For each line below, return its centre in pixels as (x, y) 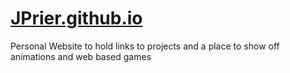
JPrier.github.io (76, 18)
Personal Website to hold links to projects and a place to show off (145, 46)
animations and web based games (81, 56)
